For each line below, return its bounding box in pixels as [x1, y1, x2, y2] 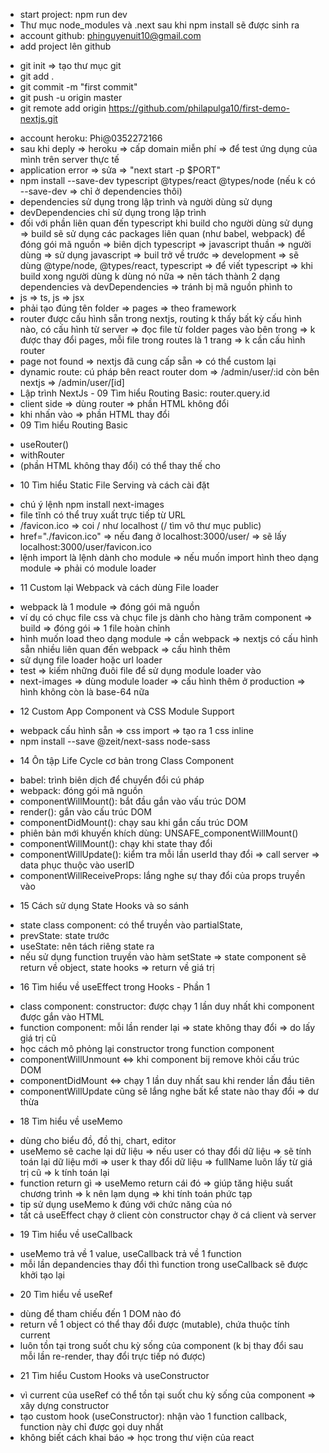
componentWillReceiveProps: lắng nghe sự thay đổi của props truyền [19, 870, 306, 881]
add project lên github [19, 40, 112, 52]
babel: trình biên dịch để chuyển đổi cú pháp [19, 774, 205, 786]
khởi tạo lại [19, 1269, 65, 1281]
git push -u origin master [19, 92, 123, 103]
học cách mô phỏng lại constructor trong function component [19, 1043, 275, 1054]
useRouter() [19, 439, 70, 450]
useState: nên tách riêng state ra [19, 940, 155, 952]
